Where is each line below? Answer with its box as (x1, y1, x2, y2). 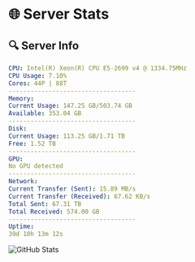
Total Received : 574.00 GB (8, 208, 100, 216)
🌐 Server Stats (8, 5, 110, 24)
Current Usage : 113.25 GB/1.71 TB (8, 131, 126, 140)
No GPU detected (8, 162, 63, 170)
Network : (8, 178, 38, 186)
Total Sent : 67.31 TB (8, 200, 82, 208)
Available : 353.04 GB (8, 110, 82, 118)
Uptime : (8, 222, 35, 231)
